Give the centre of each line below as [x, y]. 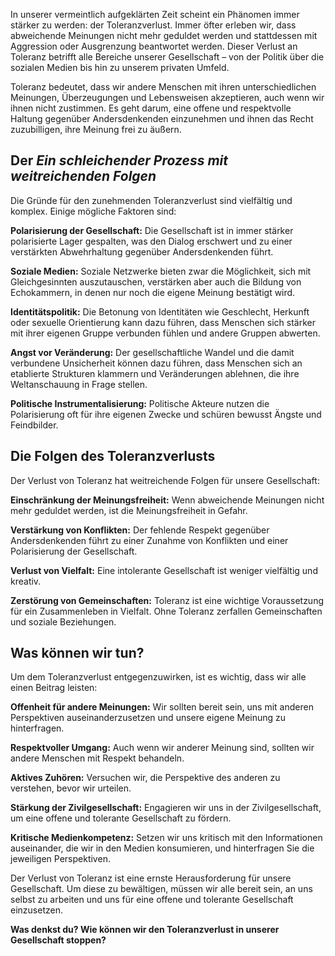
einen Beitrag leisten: [54, 688]
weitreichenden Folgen [83, 176]
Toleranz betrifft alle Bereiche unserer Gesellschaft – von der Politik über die [167, 57]
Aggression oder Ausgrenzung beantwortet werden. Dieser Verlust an [154, 46]
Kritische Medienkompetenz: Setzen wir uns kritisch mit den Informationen [166, 838]
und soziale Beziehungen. [63, 621]
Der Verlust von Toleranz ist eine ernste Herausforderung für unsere [151, 878]
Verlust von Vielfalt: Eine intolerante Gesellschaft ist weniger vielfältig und [164, 570]
